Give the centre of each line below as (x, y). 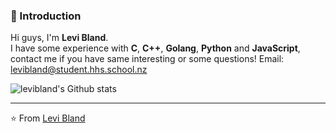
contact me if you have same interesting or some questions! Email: (147, 59)
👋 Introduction (46, 16)
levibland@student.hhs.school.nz (79, 70)
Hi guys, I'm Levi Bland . (59, 38)
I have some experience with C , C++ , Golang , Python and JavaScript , (155, 48)
